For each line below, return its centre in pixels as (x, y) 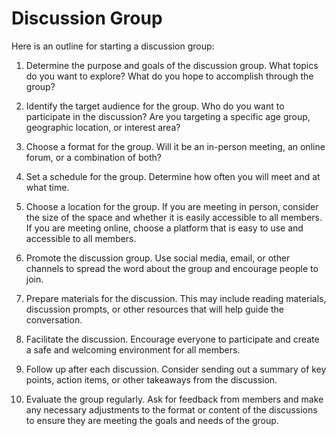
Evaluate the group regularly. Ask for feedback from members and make (174, 399)
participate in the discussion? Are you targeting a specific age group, (168, 116)
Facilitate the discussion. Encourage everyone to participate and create (172, 339)
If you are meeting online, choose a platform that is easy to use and (164, 228)
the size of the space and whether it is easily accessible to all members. (174, 217)
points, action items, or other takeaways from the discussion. (151, 379)
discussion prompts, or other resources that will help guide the (154, 309)
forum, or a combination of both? (93, 157)
